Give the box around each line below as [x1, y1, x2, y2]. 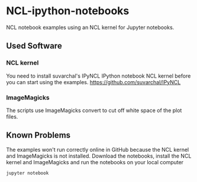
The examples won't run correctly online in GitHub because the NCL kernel [6, 146, 189, 153]
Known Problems [6, 130, 71, 141]
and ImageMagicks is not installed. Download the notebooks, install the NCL [6, 152, 192, 159]
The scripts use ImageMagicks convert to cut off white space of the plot [6, 107, 182, 114]
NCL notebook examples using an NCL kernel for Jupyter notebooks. [6, 24, 175, 31]
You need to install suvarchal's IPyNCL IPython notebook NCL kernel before [6, 72, 191, 79]
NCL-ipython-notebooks [6, 4, 130, 18]
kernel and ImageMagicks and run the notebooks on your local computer [6, 158, 184, 165]
